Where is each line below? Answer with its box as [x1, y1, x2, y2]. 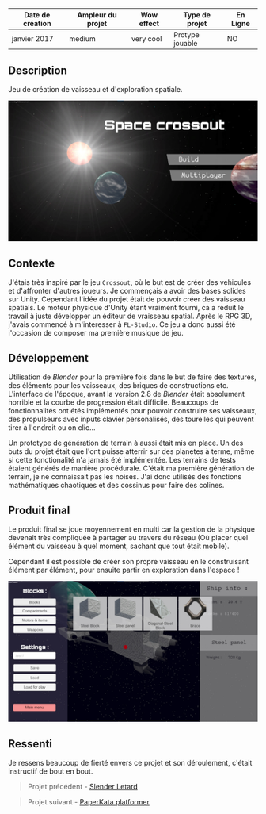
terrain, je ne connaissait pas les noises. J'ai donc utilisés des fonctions [8, 472, 242, 482]
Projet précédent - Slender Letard [27, 782, 139, 792]
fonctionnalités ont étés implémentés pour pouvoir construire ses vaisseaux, [8, 406, 257, 416]
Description [8, 63, 67, 77]
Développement [8, 351, 89, 365]
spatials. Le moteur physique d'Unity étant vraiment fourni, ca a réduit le [8, 303, 244, 313]
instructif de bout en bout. [8, 766, 93, 776]
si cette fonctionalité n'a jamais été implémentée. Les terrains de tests [8, 455, 236, 465]
